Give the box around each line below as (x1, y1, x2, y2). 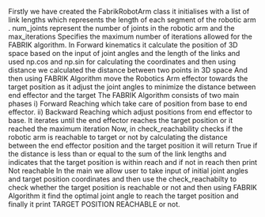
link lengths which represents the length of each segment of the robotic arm (8, 15, 256, 24)
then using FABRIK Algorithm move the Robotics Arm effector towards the (8, 74, 248, 83)
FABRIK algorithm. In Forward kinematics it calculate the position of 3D (8, 40, 239, 50)
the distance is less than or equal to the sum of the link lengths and (8, 149, 227, 159)
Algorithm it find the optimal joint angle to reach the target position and (8, 191, 239, 200)
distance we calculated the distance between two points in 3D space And (8, 65, 248, 74)
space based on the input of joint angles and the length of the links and (8, 49, 240, 58)
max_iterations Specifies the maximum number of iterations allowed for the (8, 32, 253, 41)
